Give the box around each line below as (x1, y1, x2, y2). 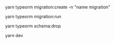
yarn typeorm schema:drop (5, 23, 61, 29)
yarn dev (5, 33, 23, 38)
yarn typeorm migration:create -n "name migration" (5, 4, 111, 10)
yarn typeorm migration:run (5, 14, 61, 19)
